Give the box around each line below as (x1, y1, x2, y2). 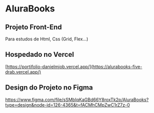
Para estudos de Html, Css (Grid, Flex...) (5, 36, 89, 42)
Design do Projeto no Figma (5, 83, 93, 92)
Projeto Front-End (5, 23, 62, 31)
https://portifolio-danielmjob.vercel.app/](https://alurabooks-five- (7, 63, 142, 70)
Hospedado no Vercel (5, 50, 74, 59)
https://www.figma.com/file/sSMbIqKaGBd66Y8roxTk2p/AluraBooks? (5, 97, 149, 103)
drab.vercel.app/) (5, 69, 41, 75)
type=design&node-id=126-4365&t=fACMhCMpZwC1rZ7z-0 (5, 102, 130, 108)
